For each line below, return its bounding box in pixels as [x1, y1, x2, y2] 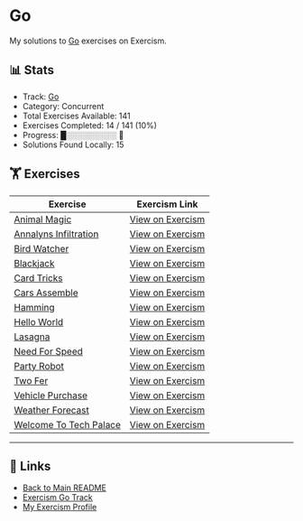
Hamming [14, 301, 56, 313]
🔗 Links [9, 458, 51, 474]
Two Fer [14, 374, 49, 386]
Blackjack [14, 256, 56, 269]
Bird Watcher [14, 242, 69, 255]
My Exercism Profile [22, 502, 97, 513]
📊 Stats [9, 62, 55, 78]
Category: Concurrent [22, 100, 105, 111]
